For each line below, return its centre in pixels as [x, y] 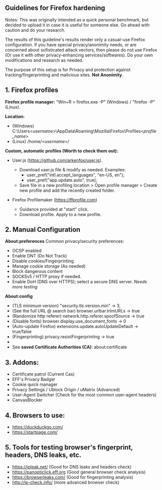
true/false [22, 332]
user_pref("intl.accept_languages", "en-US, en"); [76, 175]
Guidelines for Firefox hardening [55, 8]
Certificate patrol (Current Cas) [43, 374]
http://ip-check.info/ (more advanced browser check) [66, 482]
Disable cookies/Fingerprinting [43, 261]
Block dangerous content [37, 272]
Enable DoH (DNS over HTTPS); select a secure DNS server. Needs [80, 282]
